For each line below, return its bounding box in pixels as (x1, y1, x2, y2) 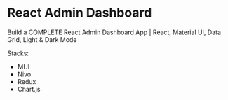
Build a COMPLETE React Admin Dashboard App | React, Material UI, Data (7, 28, 222, 36)
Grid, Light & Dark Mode (7, 35, 77, 43)
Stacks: (7, 49, 29, 57)
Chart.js (17, 85, 41, 93)
